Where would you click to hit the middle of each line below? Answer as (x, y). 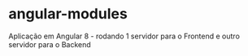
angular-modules (68, 14)
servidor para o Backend (50, 44)
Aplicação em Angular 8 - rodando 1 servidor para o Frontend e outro (124, 36)
